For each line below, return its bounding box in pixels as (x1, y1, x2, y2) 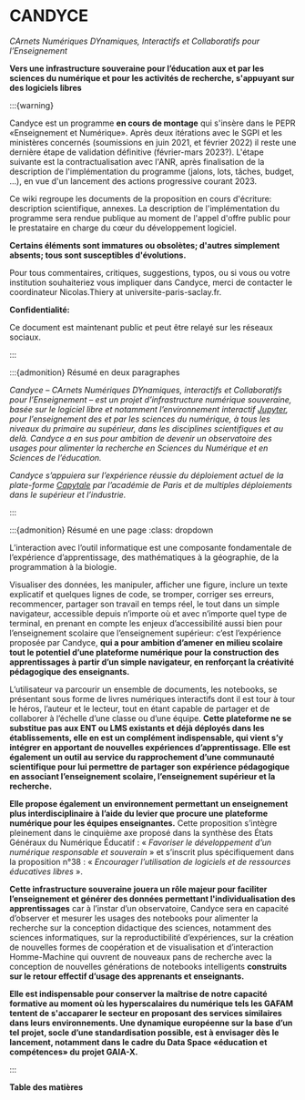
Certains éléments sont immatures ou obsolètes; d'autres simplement (9, 239, 280, 250)
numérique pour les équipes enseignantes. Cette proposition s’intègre (9, 817, 278, 829)
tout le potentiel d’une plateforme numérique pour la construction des (9, 647, 280, 657)
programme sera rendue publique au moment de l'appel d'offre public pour (9, 212, 291, 223)
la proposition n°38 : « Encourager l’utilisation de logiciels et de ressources (9, 856, 291, 867)
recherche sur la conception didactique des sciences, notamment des (9, 922, 271, 933)
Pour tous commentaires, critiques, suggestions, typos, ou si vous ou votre (9, 267, 290, 278)
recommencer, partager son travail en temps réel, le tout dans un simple (9, 598, 280, 609)
